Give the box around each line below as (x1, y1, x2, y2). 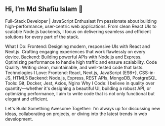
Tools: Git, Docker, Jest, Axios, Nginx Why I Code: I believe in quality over (5, 80, 155, 86)
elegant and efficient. (5, 96, 48, 102)
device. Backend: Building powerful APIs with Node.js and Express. (5, 54, 142, 60)
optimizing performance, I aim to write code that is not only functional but (5, 90, 155, 96)
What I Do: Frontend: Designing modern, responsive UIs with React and (5, 43, 150, 49)
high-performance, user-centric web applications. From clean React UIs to (5, 23, 157, 29)
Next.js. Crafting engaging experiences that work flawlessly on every (5, 48, 146, 54)
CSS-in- (139, 70, 156, 76)
